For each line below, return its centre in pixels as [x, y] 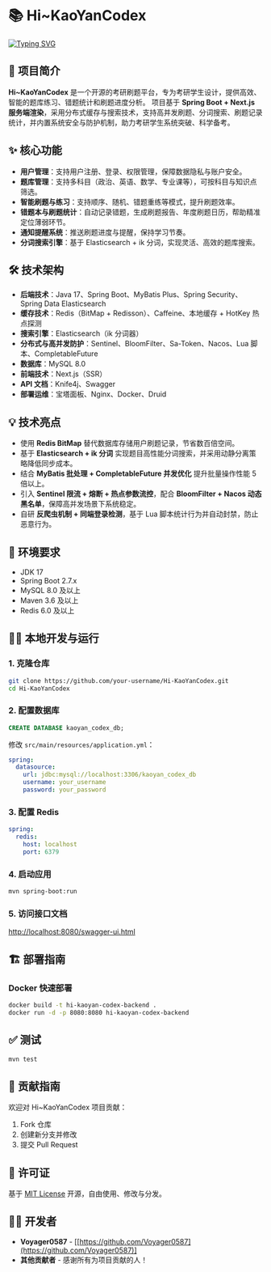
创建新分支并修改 [48, 1134]
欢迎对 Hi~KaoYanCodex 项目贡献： [68, 1107]
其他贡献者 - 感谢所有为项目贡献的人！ [84, 1260]
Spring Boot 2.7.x [48, 581]
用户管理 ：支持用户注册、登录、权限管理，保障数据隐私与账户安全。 [133, 172]
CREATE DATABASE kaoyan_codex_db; [67, 728]
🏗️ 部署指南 [37, 959]
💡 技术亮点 [35, 422]
